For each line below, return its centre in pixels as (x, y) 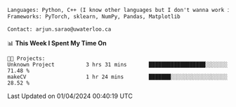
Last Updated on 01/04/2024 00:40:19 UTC (70, 96)
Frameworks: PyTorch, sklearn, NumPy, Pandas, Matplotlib (94, 16)
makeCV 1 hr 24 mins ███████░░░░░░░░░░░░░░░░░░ (118, 77)
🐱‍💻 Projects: (26, 58)
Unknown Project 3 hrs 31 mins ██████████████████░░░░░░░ (118, 64)
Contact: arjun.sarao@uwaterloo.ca (59, 29)
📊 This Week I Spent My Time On (57, 43)
